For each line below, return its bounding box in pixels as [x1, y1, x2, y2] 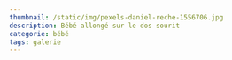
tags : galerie [9, 37, 62, 47]
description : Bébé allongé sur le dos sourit [9, 21, 180, 30]
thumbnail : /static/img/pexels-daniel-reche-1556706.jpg [9, 12, 224, 22]
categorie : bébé [9, 29, 69, 38]
